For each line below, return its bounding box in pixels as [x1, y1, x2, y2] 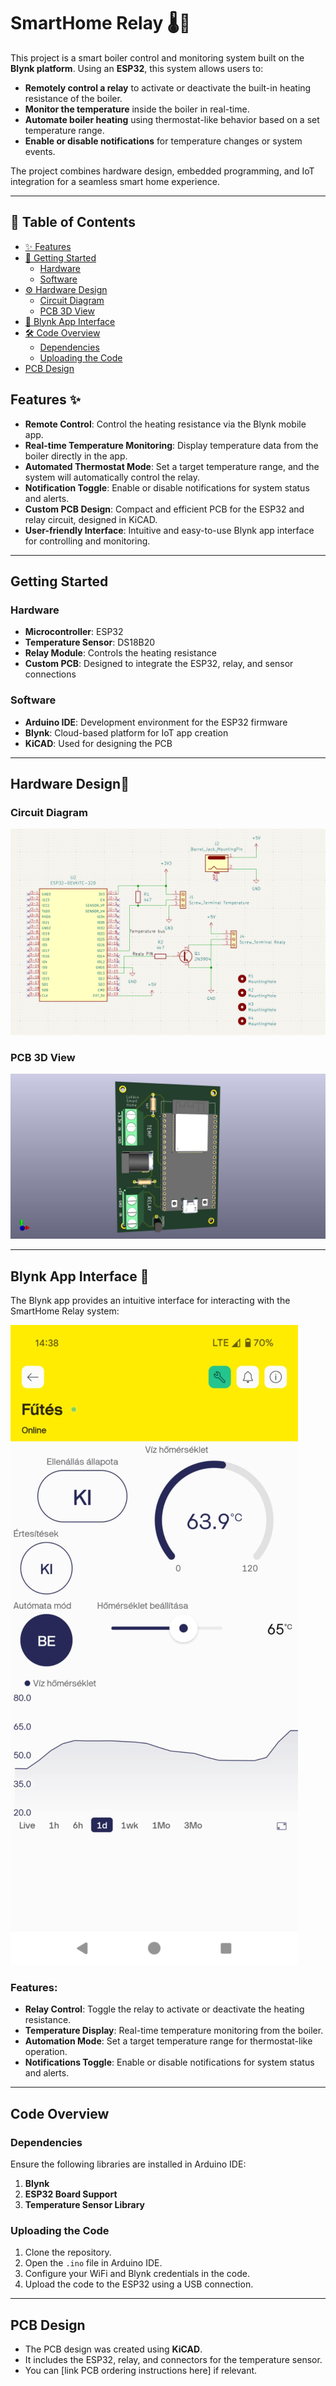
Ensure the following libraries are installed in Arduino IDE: [10, 2158, 247, 2170]
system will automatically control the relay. [24, 471, 201, 483]
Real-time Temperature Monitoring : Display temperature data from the [24, 439, 319, 451]
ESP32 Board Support [24, 2188, 118, 2200]
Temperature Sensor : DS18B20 [24, 636, 156, 649]
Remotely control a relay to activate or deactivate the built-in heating [24, 81, 312, 94]
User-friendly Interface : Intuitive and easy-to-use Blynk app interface [24, 524, 315, 536]
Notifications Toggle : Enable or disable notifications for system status [24, 2056, 315, 2069]
